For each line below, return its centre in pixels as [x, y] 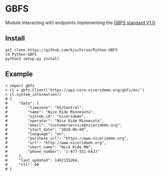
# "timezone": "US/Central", [45, 108]
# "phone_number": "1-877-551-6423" [52, 151]
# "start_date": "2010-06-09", [47, 129]
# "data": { [22, 103]
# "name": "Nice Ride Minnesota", [50, 112]
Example [19, 74]
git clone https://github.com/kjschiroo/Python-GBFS [61, 50]
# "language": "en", [36, 134]
